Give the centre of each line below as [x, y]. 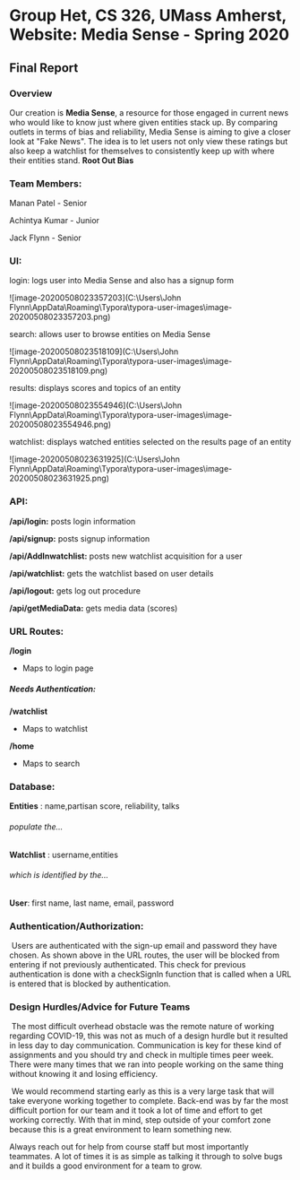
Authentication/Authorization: [77, 926]
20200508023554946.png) [60, 425]
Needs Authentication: [53, 689]
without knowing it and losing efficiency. [84, 1074]
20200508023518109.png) [59, 371]
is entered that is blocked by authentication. [90, 984]
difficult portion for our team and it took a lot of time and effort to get [136, 1111]
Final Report [44, 68]
